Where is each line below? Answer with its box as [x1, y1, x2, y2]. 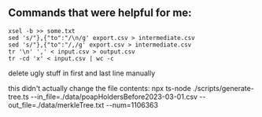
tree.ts [8, 92, 29, 101]
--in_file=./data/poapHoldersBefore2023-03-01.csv [30, 92, 198, 101]
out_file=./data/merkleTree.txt [8, 100, 105, 109]
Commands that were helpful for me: [8, 6, 192, 20]
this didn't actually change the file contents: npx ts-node [8, 83, 191, 93]
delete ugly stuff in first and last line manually [8, 68, 156, 78]
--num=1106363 [105, 100, 159, 109]
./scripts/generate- [192, 83, 254, 93]
